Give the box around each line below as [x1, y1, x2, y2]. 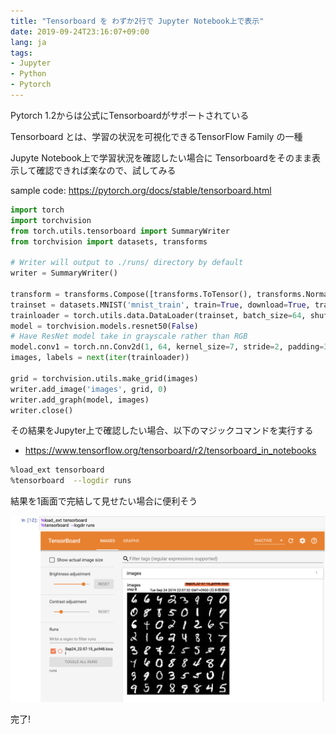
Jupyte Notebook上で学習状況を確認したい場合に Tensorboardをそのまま [10, 151, 312, 164]
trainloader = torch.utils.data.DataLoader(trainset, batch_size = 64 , [10, 310, 307, 320]
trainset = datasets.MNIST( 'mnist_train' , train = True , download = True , [10, 300, 311, 310]
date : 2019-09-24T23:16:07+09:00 [10, 26, 150, 37]
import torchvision [10, 215, 92, 225]
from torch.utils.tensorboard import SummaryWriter [10, 226, 230, 236]
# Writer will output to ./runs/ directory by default [10, 258, 244, 268]
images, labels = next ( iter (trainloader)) [10, 353, 190, 363]
